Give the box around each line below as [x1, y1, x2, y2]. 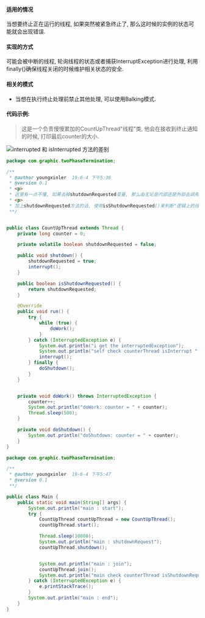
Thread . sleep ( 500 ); [28, 410, 78, 416]
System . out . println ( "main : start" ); [28, 505, 124, 511]
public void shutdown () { [17, 253, 84, 259]
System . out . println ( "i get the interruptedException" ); [38, 342, 184, 349]
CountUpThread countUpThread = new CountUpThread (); [38, 516, 176, 523]
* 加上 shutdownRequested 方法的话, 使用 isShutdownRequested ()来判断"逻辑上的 [9, 203, 195, 209]
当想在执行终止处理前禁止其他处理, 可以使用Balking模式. [15, 95, 157, 102]
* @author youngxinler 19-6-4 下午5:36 [9, 174, 112, 181]
